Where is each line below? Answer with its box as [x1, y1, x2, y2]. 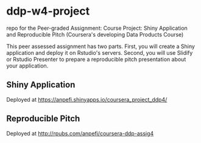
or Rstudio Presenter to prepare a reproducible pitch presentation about [6, 55, 186, 63]
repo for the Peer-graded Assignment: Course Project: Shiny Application [6, 24, 188, 32]
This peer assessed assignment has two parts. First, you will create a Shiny [6, 43, 195, 50]
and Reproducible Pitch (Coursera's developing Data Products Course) [6, 30, 184, 38]
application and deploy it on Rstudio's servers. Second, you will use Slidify [6, 49, 193, 56]
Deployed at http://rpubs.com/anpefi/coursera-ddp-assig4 [6, 130, 154, 137]
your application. [6, 62, 49, 69]
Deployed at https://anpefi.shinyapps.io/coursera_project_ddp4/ [6, 96, 167, 103]
